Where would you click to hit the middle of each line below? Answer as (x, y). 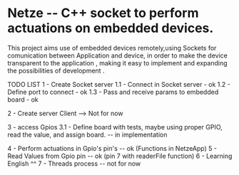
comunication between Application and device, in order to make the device (118, 55)
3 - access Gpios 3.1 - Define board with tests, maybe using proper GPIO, (115, 127)
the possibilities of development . (56, 70)
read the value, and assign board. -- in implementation (87, 134)
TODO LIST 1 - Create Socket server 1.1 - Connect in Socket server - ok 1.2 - (119, 84)
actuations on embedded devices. (111, 28)
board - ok (23, 99)
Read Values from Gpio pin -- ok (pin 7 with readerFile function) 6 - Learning (120, 156)
